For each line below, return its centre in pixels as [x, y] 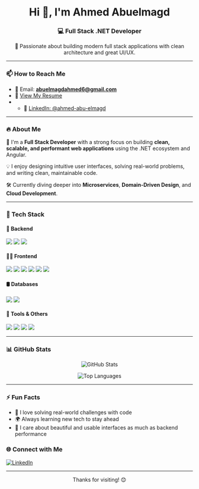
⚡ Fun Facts [23, 397]
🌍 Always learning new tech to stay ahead [67, 419]
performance [31, 434]
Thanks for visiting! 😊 [99, 479]
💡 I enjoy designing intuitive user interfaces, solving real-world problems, [95, 167]
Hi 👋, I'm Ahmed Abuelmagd [99, 12]
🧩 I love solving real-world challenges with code [73, 412]
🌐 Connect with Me [35, 450]
